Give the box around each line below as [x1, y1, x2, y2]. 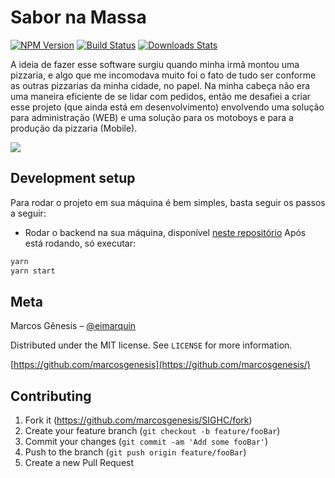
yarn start [10, 266, 56, 276]
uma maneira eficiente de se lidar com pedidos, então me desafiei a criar [10, 90, 312, 102]
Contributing [10, 387, 92, 405]
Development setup [10, 170, 136, 187]
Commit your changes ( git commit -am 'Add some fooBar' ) [24, 436, 269, 448]
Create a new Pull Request [24, 457, 135, 469]
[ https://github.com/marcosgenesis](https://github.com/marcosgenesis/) [10, 359, 311, 371]
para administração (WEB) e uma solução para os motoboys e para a [10, 111, 294, 123]
